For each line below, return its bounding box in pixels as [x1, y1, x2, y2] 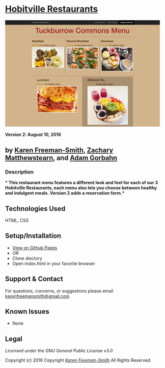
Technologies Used [5, 204, 65, 213]
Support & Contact [5, 275, 63, 283]
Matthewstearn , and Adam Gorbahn [5, 154, 117, 162]
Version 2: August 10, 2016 [5, 132, 61, 137]
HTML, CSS [5, 217, 29, 223]
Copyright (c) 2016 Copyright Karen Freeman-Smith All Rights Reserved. [5, 357, 152, 363]
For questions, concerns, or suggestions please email [5, 288, 114, 294]
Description [5, 168, 34, 175]
